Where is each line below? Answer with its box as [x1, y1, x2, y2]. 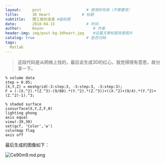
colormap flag [5, 128, 35, 133]
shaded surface [10, 101, 42, 107]
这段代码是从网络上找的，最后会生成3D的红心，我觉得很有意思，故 [17, 59, 156, 65]
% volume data [5, 75, 35, 80]
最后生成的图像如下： [5, 141, 49, 148]
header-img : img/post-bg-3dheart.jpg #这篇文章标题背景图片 [5, 31, 133, 36]
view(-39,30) [5, 119, 33, 124]
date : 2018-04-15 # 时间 [5, 21, 99, 27]
